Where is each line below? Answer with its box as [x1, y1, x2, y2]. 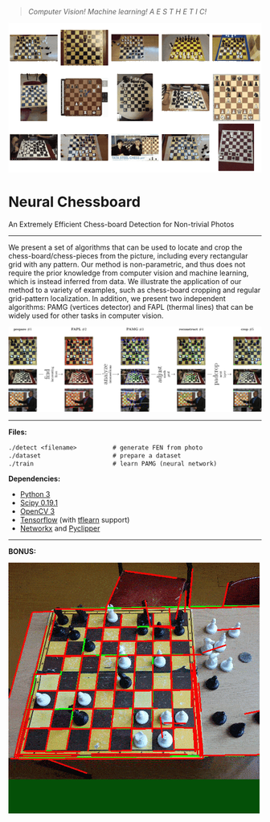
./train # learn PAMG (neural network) [8, 460, 218, 468]
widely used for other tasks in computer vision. [8, 311, 164, 320]
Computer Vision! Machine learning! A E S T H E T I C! [27, 7, 207, 16]
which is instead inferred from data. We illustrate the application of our [8, 277, 242, 287]
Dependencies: [8, 474, 61, 484]
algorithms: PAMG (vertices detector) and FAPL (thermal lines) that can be [8, 303, 254, 312]
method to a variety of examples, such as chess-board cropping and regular [8, 285, 261, 295]
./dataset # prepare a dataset [8, 452, 182, 460]
